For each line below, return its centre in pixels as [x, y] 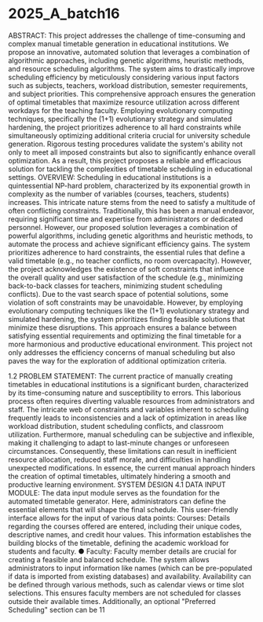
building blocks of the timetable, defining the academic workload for [119, 543]
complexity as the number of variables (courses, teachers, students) [119, 194]
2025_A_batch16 [64, 14]
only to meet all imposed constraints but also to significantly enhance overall [132, 152]
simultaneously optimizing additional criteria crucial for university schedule [130, 135]
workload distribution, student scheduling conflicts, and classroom [116, 426]
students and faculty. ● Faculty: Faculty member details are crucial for [122, 551]
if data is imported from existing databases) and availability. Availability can [130, 576]
